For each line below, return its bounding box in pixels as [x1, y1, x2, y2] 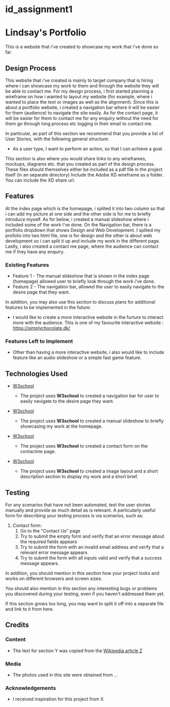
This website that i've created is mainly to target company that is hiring [5, 77, 153, 83]
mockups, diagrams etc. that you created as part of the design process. [5, 161, 155, 167]
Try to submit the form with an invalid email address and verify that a [20, 544, 164, 550]
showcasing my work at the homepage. [20, 423, 103, 429]
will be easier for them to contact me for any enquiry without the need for [5, 115, 159, 121]
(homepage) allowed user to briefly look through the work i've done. [12, 278, 156, 284]
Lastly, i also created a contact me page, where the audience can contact [5, 243, 159, 249]
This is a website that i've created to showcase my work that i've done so [5, 44, 159, 50]
